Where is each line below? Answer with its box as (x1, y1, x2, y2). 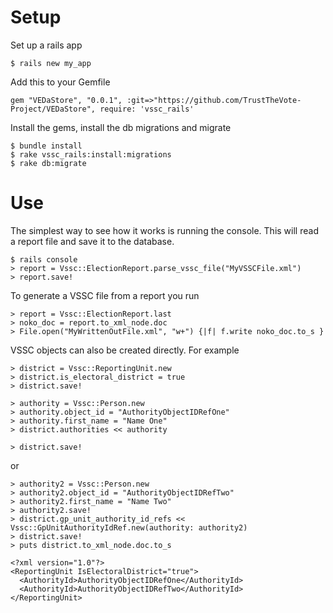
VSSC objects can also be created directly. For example (10, 344, 240, 356)
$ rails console (10, 254, 78, 265)
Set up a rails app (10, 39, 83, 51)
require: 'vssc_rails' (99, 104, 195, 114)
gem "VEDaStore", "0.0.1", (10, 95, 123, 105)
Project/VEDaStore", (10, 104, 97, 114)
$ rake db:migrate (10, 158, 87, 168)
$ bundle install (10, 141, 83, 151)
